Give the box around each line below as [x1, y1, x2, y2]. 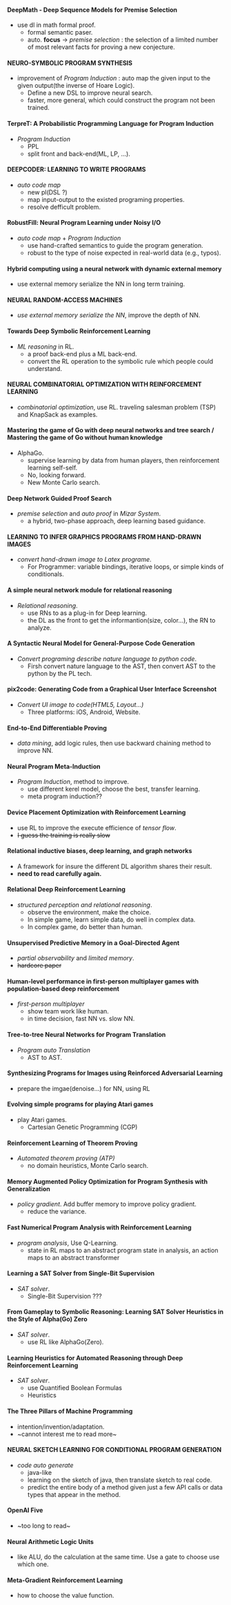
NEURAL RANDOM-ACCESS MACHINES [7, 295, 123, 304]
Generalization [7, 1184, 50, 1193]
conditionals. [27, 570, 64, 578]
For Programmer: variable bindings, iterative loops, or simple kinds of [27, 562, 224, 571]
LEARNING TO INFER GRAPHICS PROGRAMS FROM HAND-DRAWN [7, 533, 201, 541]
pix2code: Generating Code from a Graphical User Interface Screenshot [7, 685, 217, 693]
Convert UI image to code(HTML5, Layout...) [17, 701, 144, 709]
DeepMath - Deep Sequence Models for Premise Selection [7, 6, 178, 14]
